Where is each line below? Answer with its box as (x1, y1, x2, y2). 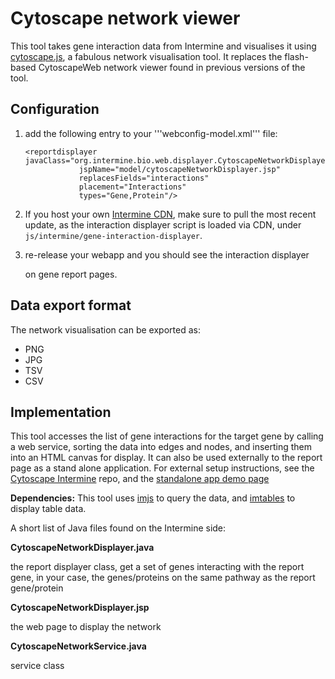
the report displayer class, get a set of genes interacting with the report (10, 561, 305, 573)
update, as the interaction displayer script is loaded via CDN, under (24, 218, 302, 231)
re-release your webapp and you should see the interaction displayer (24, 248, 310, 261)
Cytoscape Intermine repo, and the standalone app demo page (10, 473, 270, 485)
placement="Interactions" (78, 182, 187, 192)
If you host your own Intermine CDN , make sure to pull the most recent (24, 208, 317, 220)
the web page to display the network (10, 621, 162, 633)
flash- (284, 50, 309, 62)
